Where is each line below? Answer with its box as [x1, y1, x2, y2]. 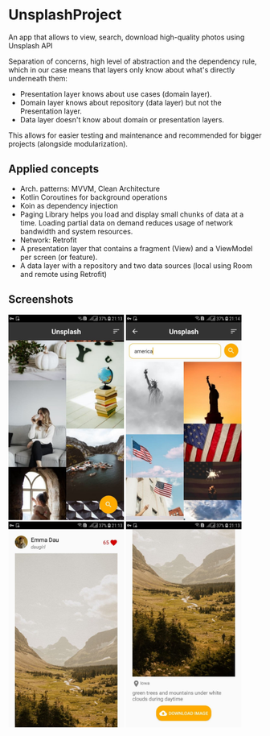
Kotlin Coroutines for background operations [19, 192, 168, 202]
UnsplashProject [8, 6, 122, 24]
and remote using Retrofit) [19, 269, 107, 279]
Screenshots [8, 292, 74, 307]
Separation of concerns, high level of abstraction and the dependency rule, [8, 56, 257, 66]
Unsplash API [8, 40, 53, 50]
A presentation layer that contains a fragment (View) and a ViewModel [19, 243, 253, 253]
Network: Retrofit [19, 235, 78, 245]
